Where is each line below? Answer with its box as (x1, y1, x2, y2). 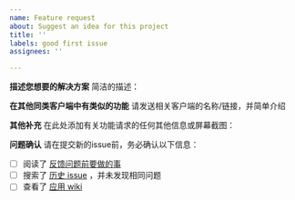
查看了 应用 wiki (22, 181, 83, 192)
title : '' (9, 30, 47, 39)
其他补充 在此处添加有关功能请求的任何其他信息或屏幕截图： (9, 120, 235, 131)
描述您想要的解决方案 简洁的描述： (9, 81, 139, 92)
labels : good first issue (9, 38, 107, 48)
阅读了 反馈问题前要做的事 (22, 158, 121, 169)
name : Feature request (9, 13, 96, 23)
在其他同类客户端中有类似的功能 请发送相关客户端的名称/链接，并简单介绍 (9, 101, 286, 112)
